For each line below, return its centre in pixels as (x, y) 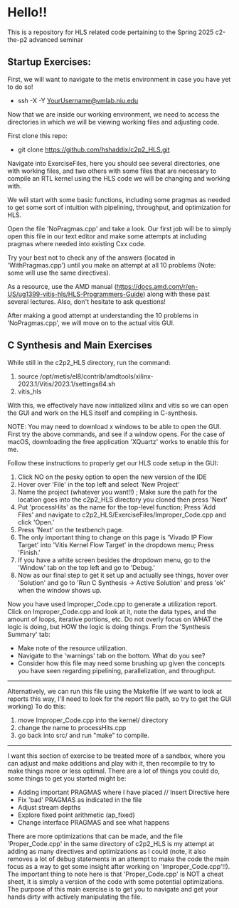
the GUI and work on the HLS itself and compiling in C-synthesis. (102, 413)
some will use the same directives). (59, 273)
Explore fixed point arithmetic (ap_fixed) (76, 815)
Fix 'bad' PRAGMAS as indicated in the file (80, 799)
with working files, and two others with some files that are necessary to (112, 171)
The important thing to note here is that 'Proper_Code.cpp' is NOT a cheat (116, 874)
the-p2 (17, 39)
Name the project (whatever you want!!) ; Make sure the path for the (117, 492)
